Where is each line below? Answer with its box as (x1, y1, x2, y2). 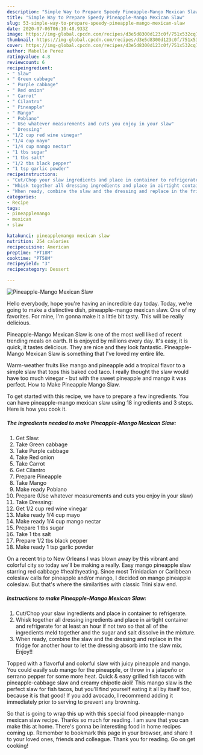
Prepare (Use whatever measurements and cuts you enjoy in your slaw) (15, 492, 193, 499)
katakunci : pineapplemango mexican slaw (7, 233, 110, 239)
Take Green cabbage (15, 441, 68, 448)
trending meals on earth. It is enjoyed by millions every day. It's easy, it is (7, 337, 189, 344)
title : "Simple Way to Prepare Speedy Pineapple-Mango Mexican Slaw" (7, 14, 186, 21)
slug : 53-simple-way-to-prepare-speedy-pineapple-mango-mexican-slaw (7, 20, 186, 26)
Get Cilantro (15, 466, 46, 473)
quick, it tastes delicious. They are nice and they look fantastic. (7, 344, 163, 350)
